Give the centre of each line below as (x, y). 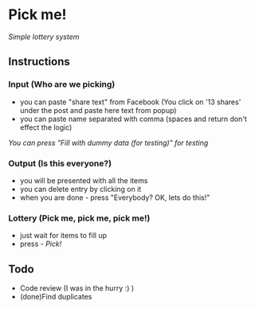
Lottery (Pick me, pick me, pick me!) (79, 218)
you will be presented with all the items (84, 180)
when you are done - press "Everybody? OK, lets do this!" (115, 198)
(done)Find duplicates (56, 297)
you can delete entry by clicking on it (80, 189)
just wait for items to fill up (63, 236)
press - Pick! (41, 244)
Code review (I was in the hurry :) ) (77, 288)
